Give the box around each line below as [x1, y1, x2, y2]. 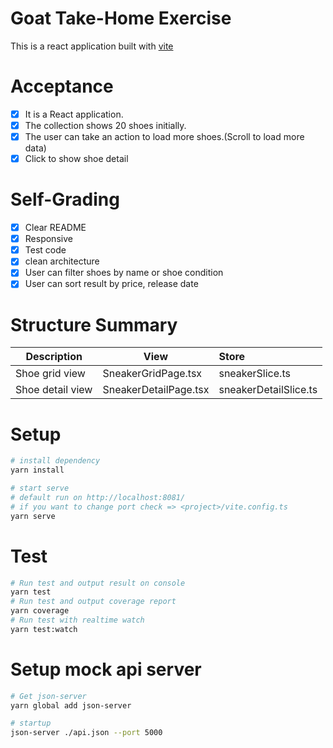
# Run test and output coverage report [10, 597, 177, 607]
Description [25, 350, 83, 364]
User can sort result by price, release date [24, 278, 199, 290]
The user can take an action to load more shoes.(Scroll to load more [24, 131, 305, 142]
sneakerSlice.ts [218, 367, 291, 381]
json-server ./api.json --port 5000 [10, 728, 163, 738]
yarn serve [10, 511, 56, 521]
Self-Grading [10, 188, 120, 211]
